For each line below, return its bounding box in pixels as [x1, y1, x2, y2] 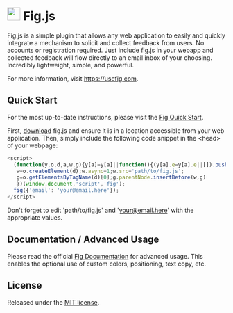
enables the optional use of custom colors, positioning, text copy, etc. [7, 259, 207, 268]
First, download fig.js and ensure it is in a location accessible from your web [7, 126, 225, 135]
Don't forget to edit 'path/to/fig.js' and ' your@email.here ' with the [7, 206, 194, 214]
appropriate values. [7, 213, 63, 222]
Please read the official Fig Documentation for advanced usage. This [7, 252, 203, 260]
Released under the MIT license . [7, 298, 100, 306]
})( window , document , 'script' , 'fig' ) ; [16, 181, 126, 188]
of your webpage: [7, 141, 58, 150]
